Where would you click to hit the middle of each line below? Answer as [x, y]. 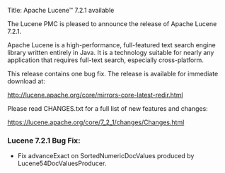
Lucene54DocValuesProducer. [62, 163]
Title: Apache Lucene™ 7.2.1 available [61, 10]
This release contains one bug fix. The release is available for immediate [113, 74]
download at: [27, 81]
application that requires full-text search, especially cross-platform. [105, 60]
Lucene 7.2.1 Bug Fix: [44, 141]
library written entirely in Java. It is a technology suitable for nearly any [111, 53]
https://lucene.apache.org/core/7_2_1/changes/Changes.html [96, 122]
